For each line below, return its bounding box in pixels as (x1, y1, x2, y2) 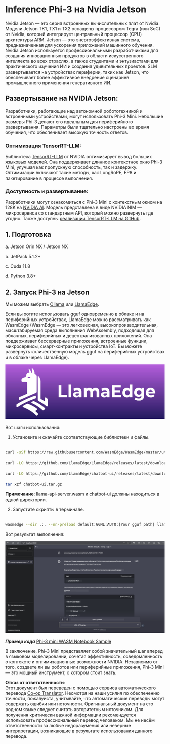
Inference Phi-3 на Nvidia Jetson (5, 4, 147, 15)
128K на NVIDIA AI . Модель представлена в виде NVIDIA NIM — (5, 204, 142, 211)
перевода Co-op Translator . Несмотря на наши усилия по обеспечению (5, 690, 160, 696)
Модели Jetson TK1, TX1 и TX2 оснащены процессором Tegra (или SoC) (5, 25, 161, 31)
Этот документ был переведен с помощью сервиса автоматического (5, 685, 156, 691)
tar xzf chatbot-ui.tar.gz (5, 482, 62, 487)
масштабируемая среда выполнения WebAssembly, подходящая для (5, 327, 154, 333)
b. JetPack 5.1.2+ (5, 254, 41, 260)
